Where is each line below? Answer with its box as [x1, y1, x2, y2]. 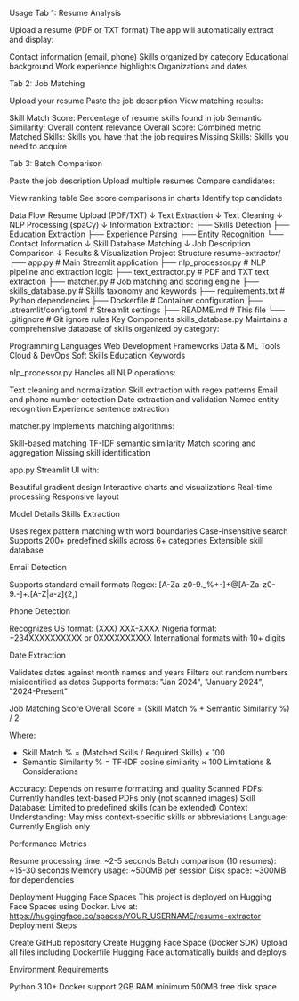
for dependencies [9, 875, 75, 884]
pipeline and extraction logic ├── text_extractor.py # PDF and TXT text [9, 267, 270, 277]
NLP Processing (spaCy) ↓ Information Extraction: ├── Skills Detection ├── [9, 220, 290, 230]
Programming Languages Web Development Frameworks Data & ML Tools [9, 341, 281, 351]
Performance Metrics [9, 838, 87, 849]
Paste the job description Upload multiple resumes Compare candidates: [9, 175, 276, 186]
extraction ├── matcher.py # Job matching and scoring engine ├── [9, 276, 260, 287]
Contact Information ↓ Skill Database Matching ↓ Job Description [9, 238, 251, 248]
